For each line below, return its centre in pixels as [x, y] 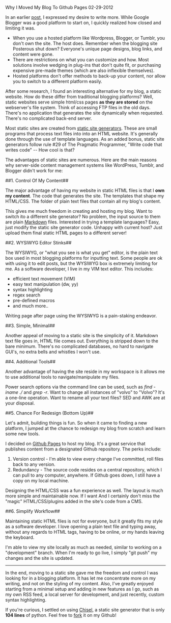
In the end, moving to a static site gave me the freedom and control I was [82, 573]
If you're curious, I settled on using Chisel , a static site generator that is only [85, 610]
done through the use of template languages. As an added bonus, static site [85, 139]
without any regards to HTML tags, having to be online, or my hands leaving [85, 532]
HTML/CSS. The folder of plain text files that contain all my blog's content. [83, 201]
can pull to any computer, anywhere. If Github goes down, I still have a [86, 475]
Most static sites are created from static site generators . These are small [81, 128]
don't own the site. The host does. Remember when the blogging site [85, 43]
